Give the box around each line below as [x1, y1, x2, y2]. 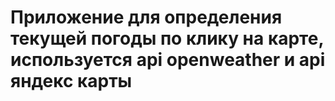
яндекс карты [10, 70, 133, 93]
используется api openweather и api [10, 49, 326, 71]
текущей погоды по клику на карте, [10, 27, 324, 50]
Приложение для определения [10, 6, 283, 29]
